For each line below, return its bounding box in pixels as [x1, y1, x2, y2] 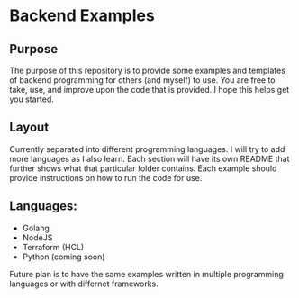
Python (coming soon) [22, 251, 105, 262]
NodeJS [22, 231, 53, 243]
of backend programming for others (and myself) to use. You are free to [9, 75, 276, 86]
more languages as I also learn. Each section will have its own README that [9, 153, 290, 164]
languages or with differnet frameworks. [9, 278, 159, 289]
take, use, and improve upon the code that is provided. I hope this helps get [9, 85, 290, 95]
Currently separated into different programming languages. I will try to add [9, 143, 285, 154]
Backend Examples [9, 5, 155, 26]
